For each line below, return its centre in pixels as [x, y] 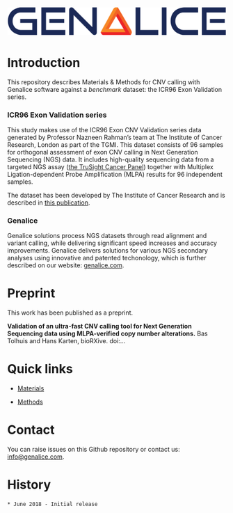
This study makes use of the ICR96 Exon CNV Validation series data [104, 129]
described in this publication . [49, 203]
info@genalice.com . [36, 457]
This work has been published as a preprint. [70, 313]
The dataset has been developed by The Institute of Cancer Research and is [116, 195]
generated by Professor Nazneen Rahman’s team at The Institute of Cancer [115, 137]
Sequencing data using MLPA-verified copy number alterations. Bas [107, 333]
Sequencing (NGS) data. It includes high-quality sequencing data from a [111, 159]
